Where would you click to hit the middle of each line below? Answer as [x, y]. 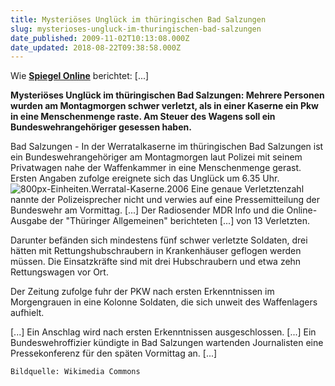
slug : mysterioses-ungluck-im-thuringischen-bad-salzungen [136, 29]
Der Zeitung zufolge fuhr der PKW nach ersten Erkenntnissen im [142, 292]
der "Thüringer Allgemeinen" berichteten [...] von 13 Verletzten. [180, 221]
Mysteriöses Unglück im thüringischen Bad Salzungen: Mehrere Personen [167, 95]
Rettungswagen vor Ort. [59, 272]
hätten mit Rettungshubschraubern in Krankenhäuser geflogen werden [156, 251]
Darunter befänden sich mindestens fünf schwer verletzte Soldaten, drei [159, 240]
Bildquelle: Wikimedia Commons [75, 372]
